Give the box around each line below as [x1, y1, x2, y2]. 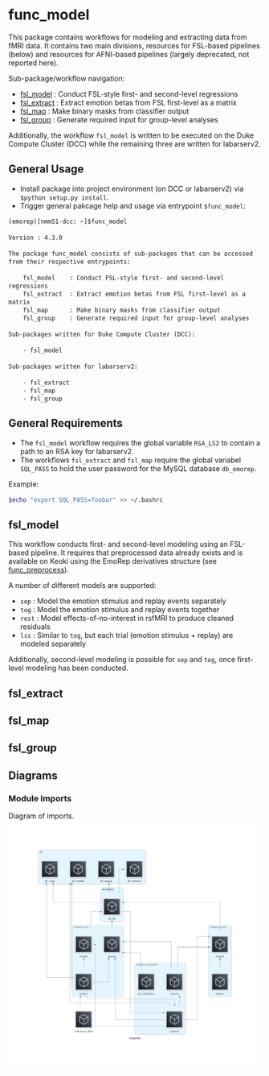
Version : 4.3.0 [8, 234, 63, 242]
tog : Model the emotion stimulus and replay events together [19, 605, 220, 615]
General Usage [8, 163, 84, 176]
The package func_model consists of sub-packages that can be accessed [8, 250, 253, 258]
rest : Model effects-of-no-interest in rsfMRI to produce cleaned [19, 614, 234, 623]
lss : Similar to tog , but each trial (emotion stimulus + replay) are [19, 631, 234, 640]
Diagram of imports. [8, 811, 75, 821]
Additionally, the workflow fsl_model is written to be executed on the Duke [8, 130, 255, 140]
